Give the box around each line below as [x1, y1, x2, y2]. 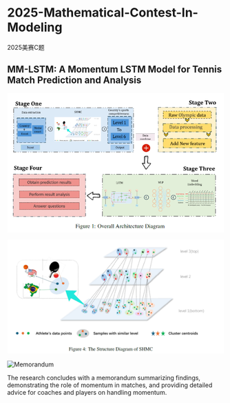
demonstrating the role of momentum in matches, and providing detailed [7, 381, 213, 389]
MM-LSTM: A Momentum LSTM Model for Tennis [7, 63, 222, 75]
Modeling [7, 19, 63, 35]
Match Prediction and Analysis [7, 75, 142, 86]
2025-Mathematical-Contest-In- [7, 5, 198, 21]
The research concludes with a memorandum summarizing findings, [7, 373, 201, 382]
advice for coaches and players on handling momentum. [7, 388, 167, 396]
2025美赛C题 [7, 43, 45, 51]
